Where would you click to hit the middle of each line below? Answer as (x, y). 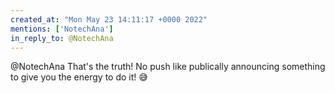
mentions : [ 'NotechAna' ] (62, 29)
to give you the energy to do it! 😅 (79, 77)
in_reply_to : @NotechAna (62, 38)
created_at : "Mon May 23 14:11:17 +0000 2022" (109, 19)
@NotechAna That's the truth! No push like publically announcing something (168, 67)
